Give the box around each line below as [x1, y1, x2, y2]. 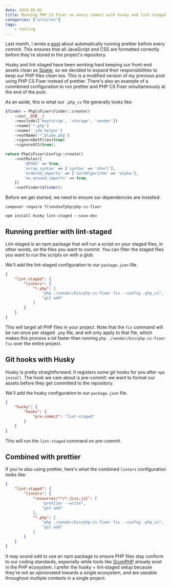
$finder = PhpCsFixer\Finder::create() [5, 109, 91, 114]
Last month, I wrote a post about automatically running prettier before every [5, 41, 165, 47]
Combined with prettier [5, 453, 81, 462]
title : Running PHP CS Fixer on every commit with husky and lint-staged [5, 12, 166, 17]
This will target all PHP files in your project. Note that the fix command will [5, 324, 163, 330]
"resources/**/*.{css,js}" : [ [32, 496, 97, 501]
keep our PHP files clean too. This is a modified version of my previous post [5, 72, 165, 79]
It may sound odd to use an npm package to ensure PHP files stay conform [5, 553, 164, 559]
